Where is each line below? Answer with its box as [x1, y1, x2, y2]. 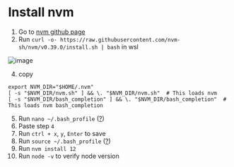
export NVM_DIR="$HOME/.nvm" [8, 83, 94, 90]
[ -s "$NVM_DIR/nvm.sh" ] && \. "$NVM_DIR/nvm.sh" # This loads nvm [8, 89, 218, 97]
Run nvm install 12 [18, 144, 76, 152]
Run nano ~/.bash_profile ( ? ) [18, 114, 105, 123]
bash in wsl [107, 42, 139, 51]
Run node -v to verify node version [18, 151, 119, 160]
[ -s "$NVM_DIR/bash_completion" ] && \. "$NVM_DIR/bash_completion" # [8, 96, 227, 103]
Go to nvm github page [18, 27, 86, 36]
